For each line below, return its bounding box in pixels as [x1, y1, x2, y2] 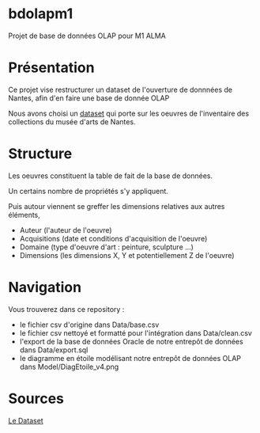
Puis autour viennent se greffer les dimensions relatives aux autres [8, 201, 225, 211]
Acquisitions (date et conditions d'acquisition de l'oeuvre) [19, 234, 208, 243]
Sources [8, 389, 65, 408]
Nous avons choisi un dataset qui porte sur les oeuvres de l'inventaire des [8, 108, 250, 118]
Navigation [8, 279, 81, 296]
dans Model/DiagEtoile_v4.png [19, 362, 119, 371]
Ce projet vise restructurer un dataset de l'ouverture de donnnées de [8, 85, 233, 94]
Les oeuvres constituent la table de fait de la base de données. [8, 171, 213, 180]
